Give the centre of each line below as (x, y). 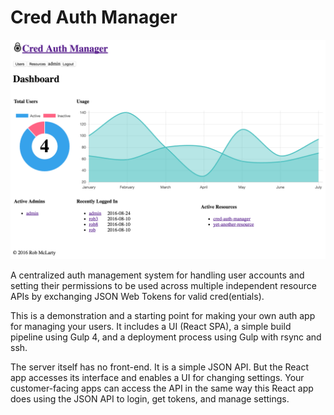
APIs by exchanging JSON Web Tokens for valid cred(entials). (137, 297)
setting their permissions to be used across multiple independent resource (163, 286)
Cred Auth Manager (94, 17)
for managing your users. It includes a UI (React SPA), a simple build (151, 327)
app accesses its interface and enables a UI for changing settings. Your (157, 378)
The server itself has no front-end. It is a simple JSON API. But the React (160, 367)
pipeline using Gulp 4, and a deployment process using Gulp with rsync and (166, 337)
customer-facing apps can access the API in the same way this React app (162, 388)
